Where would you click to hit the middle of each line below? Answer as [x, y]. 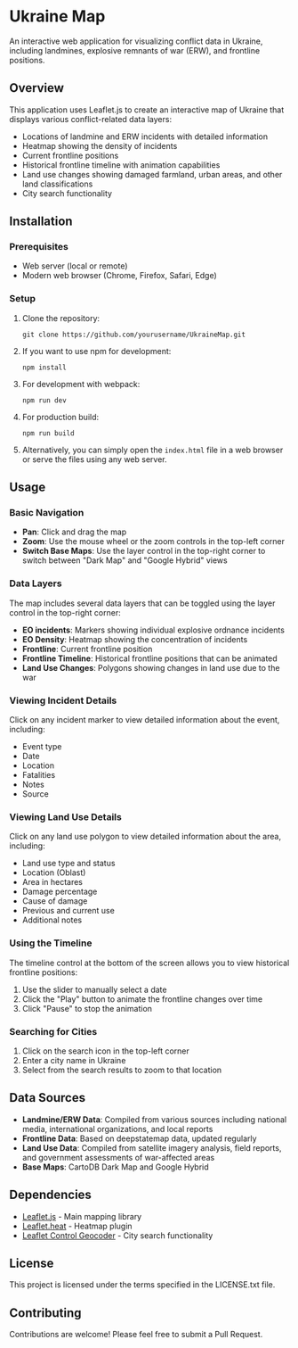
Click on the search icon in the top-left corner [105, 1051]
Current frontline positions [70, 155]
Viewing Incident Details [63, 700]
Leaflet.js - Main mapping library [82, 1216]
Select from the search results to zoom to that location [122, 1070]
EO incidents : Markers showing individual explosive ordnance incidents [153, 630]
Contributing [45, 1313]
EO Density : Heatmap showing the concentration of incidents [135, 639]
